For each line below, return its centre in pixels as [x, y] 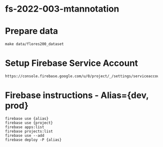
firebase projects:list [29, 131]
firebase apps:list [25, 127]
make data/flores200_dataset [34, 44]
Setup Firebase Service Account [72, 63]
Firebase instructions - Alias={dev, [77, 95]
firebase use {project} [29, 123]
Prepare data [32, 31]
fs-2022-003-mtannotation [62, 9]
